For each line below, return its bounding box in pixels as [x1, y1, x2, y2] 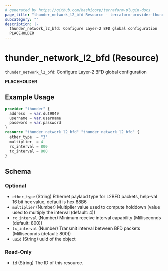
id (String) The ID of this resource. [12, 260, 84, 266]
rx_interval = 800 [9, 144, 48, 149]
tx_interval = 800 [9, 149, 48, 154]
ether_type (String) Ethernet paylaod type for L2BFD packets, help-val [12, 194, 157, 200]
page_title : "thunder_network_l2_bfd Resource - [5, 12, 108, 17]
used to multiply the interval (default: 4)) [12, 209, 96, 216]
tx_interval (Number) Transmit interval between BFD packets [12, 225, 141, 231]
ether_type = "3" [9, 134, 48, 140]
